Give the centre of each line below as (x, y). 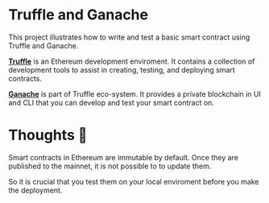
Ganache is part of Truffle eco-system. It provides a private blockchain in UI (135, 93)
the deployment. (35, 190)
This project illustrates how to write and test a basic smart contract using (129, 37)
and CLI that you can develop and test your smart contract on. (112, 102)
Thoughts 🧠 (48, 135)
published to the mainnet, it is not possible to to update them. (110, 166)
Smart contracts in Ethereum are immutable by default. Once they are (124, 157)
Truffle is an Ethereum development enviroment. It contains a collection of (132, 61)
